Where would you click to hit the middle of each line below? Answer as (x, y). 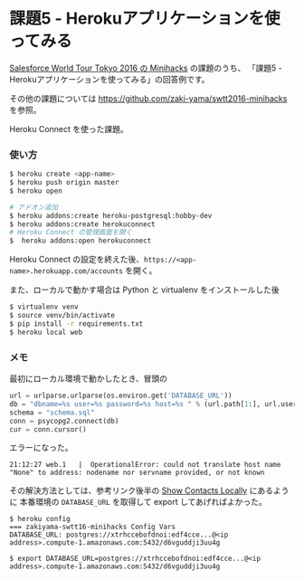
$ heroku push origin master (64, 183)
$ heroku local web (46, 332)
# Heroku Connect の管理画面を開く (71, 233)
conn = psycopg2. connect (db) (64, 421)
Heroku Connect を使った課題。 (69, 128)
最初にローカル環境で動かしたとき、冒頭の (89, 379)
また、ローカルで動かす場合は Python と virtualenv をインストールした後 (144, 290)
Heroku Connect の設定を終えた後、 (77, 260)
